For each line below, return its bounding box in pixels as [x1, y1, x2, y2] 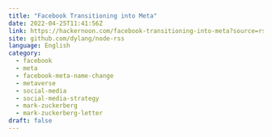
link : [8, 27, 27, 35]
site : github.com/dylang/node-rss [8, 34, 125, 43]
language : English [8, 42, 70, 50]
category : [8, 49, 42, 57]
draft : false [8, 117, 53, 125]
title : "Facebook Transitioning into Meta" [8, 11, 158, 20]
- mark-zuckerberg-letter [15, 110, 104, 118]
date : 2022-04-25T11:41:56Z [8, 19, 104, 27]
